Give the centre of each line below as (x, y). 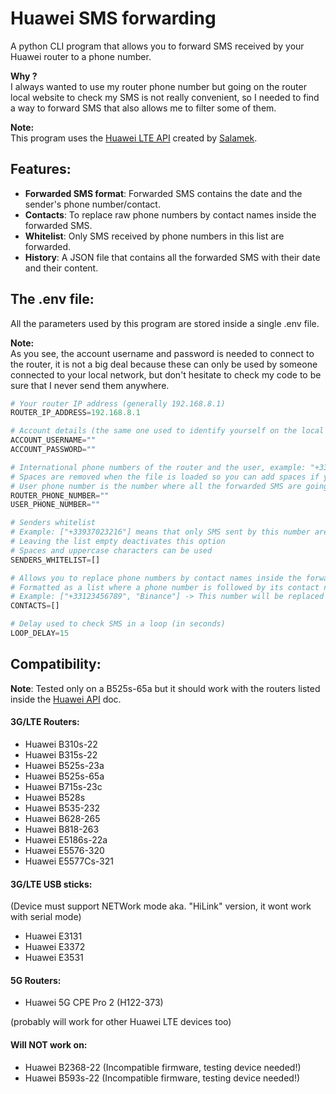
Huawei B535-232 (62, 808)
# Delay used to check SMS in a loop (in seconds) (118, 624)
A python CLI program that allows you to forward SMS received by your (157, 46)
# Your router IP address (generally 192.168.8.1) (118, 403)
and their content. (61, 268)
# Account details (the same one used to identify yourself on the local (167, 431)
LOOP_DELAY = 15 (40, 633)
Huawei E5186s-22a (66, 839)
